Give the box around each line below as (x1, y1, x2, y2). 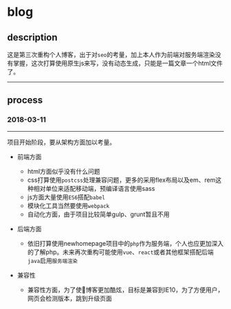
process (7, 94, 43, 106)
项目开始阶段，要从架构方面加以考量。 (7, 138, 115, 146)
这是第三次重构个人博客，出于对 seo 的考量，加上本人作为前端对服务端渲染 (7, 51, 215, 58)
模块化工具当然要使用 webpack (27, 201, 110, 209)
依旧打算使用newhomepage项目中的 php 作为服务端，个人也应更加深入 (27, 239, 224, 247)
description (7, 32, 58, 43)
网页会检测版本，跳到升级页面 (27, 294, 112, 302)
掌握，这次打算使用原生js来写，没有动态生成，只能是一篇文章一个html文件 (12, 59, 223, 67)
